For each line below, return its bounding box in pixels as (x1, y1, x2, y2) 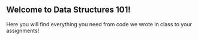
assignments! (6, 27, 40, 34)
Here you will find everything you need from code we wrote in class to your (6, 20, 192, 27)
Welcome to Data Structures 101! (6, 5, 131, 15)
